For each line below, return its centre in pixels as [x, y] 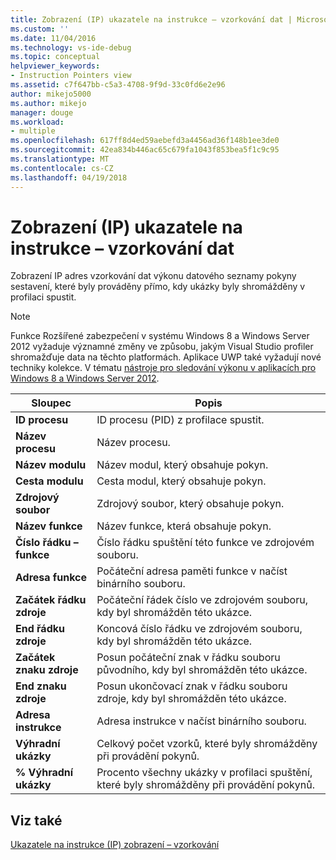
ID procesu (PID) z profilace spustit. [180, 420]
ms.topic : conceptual [55, 57]
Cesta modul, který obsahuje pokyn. [181, 481]
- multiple [33, 131]
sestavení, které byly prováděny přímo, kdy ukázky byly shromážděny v [158, 287]
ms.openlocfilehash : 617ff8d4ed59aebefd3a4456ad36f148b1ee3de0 [145, 141]
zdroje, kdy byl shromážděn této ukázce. [191, 699]
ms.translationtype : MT [60, 159]
